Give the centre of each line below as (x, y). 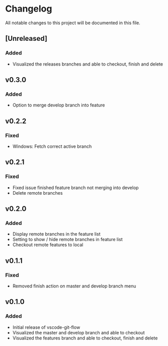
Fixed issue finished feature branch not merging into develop (76, 188)
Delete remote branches (37, 193)
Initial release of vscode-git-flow (46, 327)
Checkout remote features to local (48, 245)
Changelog (29, 9)
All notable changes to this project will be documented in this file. (73, 23)
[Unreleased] (26, 39)
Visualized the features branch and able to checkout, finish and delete (85, 338)
